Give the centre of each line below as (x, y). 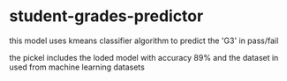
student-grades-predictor (106, 16)
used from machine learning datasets (77, 67)
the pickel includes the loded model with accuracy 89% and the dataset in (144, 57)
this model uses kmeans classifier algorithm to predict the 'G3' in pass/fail (144, 40)
